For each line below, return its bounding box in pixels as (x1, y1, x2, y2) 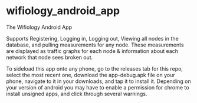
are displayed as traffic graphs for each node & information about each (6, 47, 179, 54)
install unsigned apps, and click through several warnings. (6, 90, 147, 97)
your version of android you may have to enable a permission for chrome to (6, 84, 189, 91)
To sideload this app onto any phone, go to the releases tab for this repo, (6, 65, 183, 72)
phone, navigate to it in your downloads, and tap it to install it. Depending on (6, 78, 192, 85)
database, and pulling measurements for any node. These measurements (6, 41, 184, 48)
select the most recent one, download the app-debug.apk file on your (6, 71, 175, 78)
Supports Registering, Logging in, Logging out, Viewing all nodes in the (6, 35, 179, 42)
